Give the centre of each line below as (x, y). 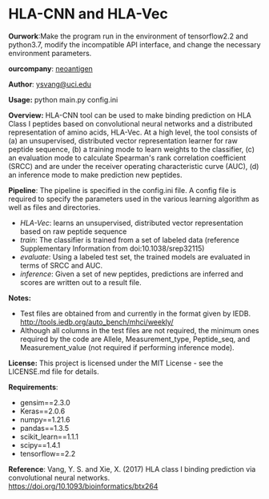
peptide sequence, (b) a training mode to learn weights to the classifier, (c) (131, 149)
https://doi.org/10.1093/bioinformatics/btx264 (83, 486)
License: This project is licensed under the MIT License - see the (116, 363)
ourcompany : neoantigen (51, 68)
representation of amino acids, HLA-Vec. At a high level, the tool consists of (133, 132)
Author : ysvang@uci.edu (50, 84)
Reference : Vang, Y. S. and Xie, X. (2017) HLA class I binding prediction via (132, 469)
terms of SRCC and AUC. (61, 265)
